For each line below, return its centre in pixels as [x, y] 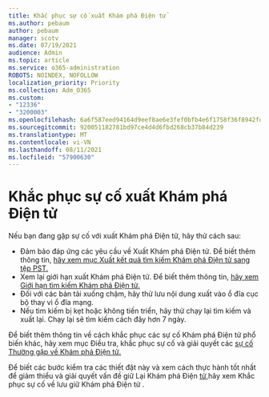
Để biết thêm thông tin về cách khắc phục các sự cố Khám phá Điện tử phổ [132, 335]
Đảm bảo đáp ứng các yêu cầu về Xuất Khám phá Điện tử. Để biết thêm [138, 251]
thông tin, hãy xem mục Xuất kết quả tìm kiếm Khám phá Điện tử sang [135, 260]
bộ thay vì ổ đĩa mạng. [56, 303]
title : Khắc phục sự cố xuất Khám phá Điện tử [87, 16]
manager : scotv [34, 38]
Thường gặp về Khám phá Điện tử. [65, 352]
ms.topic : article [39, 61]
